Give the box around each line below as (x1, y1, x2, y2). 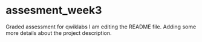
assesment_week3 (5, 4, 102, 17)
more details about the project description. (5, 29, 112, 36)
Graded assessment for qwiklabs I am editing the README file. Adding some (5, 23, 197, 30)
